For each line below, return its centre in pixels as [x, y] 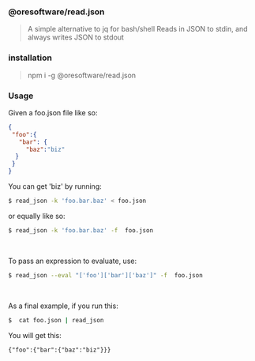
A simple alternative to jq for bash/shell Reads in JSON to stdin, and [137, 29]
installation [30, 58]
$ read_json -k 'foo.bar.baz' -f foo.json [81, 230]
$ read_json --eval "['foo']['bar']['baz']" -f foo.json [105, 275]
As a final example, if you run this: [63, 306]
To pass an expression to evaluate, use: [72, 261]
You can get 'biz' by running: [55, 186]
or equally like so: [37, 216]
